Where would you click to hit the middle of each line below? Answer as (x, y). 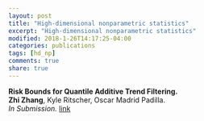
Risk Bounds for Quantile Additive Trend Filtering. (93, 91)
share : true (28, 69)
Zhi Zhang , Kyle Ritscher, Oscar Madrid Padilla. (87, 100)
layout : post (30, 16)
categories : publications (52, 46)
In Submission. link (40, 108)
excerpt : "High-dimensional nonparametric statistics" (102, 31)
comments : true (34, 61)
